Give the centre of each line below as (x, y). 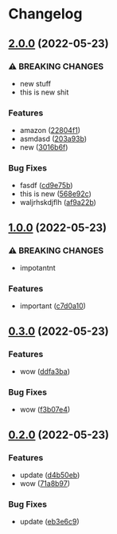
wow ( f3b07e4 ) (45, 410)
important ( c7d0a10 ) (53, 306)
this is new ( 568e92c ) (55, 194)
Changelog (45, 14)
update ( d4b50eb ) (50, 475)
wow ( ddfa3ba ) (45, 371)
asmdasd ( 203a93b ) (53, 139)
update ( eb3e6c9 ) (49, 522)
